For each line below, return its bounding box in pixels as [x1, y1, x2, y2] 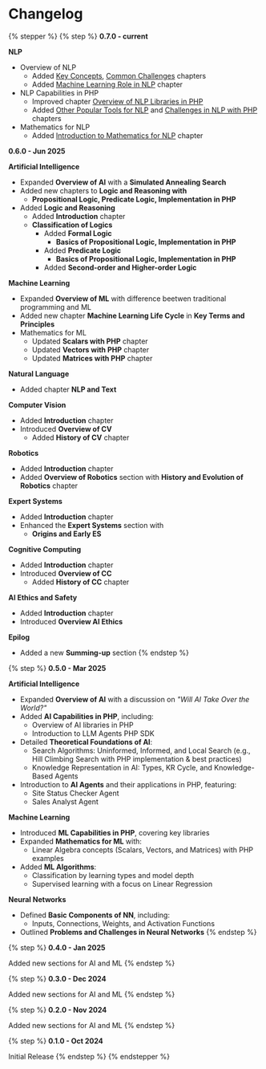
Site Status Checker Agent [31, 788, 119, 798]
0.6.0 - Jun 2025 [8, 146, 66, 156]
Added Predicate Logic [43, 246, 122, 255]
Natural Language [8, 368, 70, 378]
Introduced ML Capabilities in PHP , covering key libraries [19, 827, 210, 837]
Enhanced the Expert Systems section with [19, 520, 164, 530]
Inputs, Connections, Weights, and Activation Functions [31, 918, 215, 928]
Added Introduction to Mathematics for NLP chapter [31, 130, 204, 140]
